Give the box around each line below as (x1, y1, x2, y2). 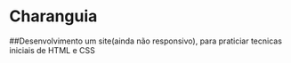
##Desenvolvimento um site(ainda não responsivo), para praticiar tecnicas (9, 35, 283, 46)
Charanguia (9, 6, 98, 27)
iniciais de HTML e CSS (9, 44, 95, 55)
